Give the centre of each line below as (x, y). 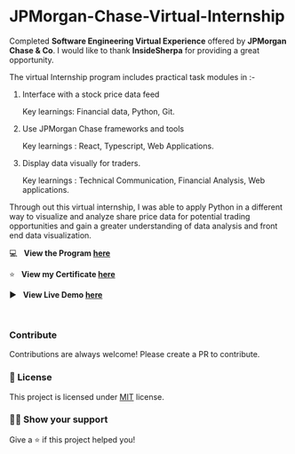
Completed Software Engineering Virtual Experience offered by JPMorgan (148, 41)
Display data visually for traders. (81, 163)
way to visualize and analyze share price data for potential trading (130, 216)
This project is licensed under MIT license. (87, 396)
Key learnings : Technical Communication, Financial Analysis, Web (143, 180)
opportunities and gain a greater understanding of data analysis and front (144, 226)
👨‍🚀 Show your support (59, 419)
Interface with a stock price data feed (91, 94)
